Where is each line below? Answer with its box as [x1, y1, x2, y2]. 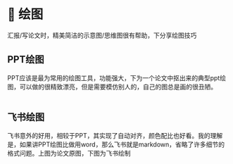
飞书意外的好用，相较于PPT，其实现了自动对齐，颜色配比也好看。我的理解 [7, 131, 223, 139]
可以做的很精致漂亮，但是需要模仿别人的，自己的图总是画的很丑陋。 [19, 82, 217, 91]
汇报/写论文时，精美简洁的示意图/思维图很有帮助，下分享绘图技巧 [7, 31, 197, 39]
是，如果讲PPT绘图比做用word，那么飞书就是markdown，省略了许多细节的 [7, 140, 225, 149]
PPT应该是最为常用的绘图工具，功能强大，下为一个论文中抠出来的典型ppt [7, 73, 220, 82]
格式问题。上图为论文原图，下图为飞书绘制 [7, 149, 131, 157]
